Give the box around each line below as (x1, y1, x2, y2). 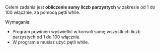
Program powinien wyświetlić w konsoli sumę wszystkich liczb (12, 29, 141, 34)
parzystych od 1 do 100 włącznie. (12, 34, 81, 40)
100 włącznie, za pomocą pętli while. (5, 9, 80, 15)
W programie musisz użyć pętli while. (12, 39, 89, 45)
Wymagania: (5, 19, 31, 25)
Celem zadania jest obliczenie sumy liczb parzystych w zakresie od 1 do (5, 4, 156, 10)
